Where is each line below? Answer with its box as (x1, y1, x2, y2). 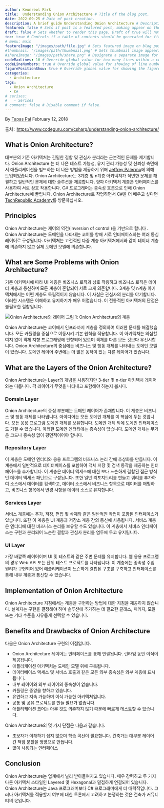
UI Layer (5, 542, 25, 549)
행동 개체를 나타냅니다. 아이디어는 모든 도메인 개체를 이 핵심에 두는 (15, 414, 142, 419)
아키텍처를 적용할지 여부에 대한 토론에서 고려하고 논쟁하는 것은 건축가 (14, 791, 146, 797)
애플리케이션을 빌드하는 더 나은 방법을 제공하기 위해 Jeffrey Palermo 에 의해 (10, 166, 155, 172)
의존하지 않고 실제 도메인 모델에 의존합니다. (10, 243, 93, 250)
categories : (5, 71, 29, 76)
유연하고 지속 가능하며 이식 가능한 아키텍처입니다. (12, 693, 106, 700)
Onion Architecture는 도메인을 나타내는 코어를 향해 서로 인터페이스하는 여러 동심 (5, 231, 159, 237)
